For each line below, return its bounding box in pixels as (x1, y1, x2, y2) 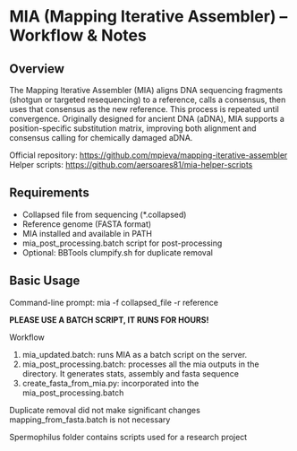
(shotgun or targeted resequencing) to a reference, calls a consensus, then (9, 94, 286, 105)
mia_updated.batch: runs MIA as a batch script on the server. (21, 349, 248, 360)
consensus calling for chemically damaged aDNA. (9, 133, 193, 143)
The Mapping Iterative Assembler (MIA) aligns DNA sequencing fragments (9, 85, 284, 95)
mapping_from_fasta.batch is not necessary (9, 414, 171, 425)
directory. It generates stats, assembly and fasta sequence (21, 368, 240, 378)
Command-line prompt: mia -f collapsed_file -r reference (9, 297, 219, 308)
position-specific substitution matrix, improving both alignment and (9, 123, 257, 134)
